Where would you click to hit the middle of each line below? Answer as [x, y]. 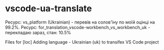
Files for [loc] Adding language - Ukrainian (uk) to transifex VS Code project [82, 42]
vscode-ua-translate [49, 9]
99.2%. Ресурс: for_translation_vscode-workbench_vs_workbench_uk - [78, 27]
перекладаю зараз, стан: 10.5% [38, 32]
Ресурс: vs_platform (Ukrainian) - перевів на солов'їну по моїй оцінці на [80, 22]
